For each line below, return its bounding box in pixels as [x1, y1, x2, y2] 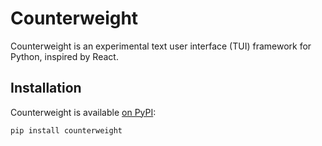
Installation [10, 80, 82, 97]
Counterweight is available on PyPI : [10, 106, 157, 118]
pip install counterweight [10, 125, 123, 136]
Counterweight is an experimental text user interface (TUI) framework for [10, 40, 312, 52]
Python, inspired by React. [10, 50, 119, 62]
